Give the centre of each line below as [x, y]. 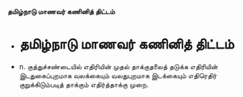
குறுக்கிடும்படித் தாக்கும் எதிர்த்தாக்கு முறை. [84, 84]
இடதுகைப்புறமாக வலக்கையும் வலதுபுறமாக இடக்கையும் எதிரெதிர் [118, 76]
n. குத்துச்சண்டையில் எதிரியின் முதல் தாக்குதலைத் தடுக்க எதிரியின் [118, 66]
